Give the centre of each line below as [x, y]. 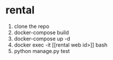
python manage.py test [42, 51]
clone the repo [32, 26]
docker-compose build [41, 32]
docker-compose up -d [42, 38]
